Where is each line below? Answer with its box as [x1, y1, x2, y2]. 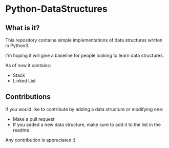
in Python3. [5, 43, 30, 49]
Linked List [12, 78, 36, 83]
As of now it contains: [5, 62, 51, 68]
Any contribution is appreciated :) [5, 137, 76, 143]
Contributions [5, 93, 51, 101]
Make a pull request [12, 116, 55, 122]
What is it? [5, 24, 40, 32]
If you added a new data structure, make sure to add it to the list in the [12, 121, 161, 128]
